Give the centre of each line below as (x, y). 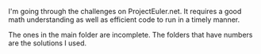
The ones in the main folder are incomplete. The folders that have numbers (130, 35)
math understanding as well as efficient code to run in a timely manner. (124, 20)
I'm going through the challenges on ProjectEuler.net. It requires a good (125, 11)
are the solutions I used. (48, 43)
